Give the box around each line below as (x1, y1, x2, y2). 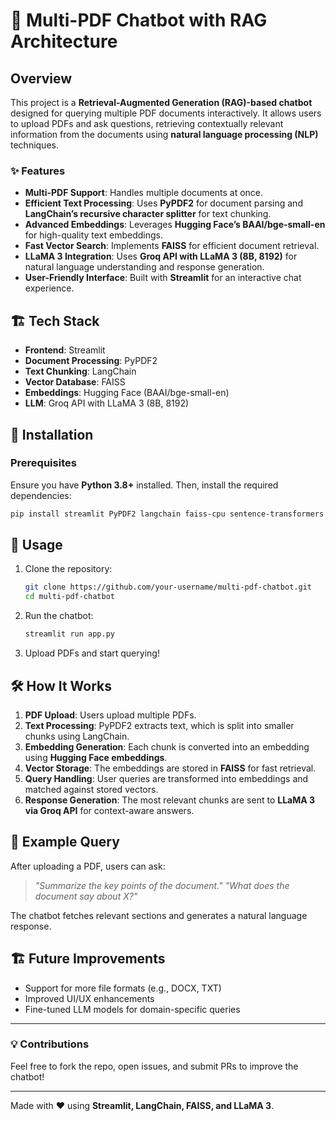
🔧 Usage (10, 537, 63, 554)
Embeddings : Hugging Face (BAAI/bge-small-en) (24, 387, 230, 399)
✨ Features (10, 164, 66, 178)
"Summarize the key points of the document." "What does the (34, 879, 290, 891)
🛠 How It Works (10, 677, 113, 694)
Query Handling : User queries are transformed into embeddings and (24, 772, 309, 784)
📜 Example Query (10, 834, 120, 851)
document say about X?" (34, 890, 138, 902)
